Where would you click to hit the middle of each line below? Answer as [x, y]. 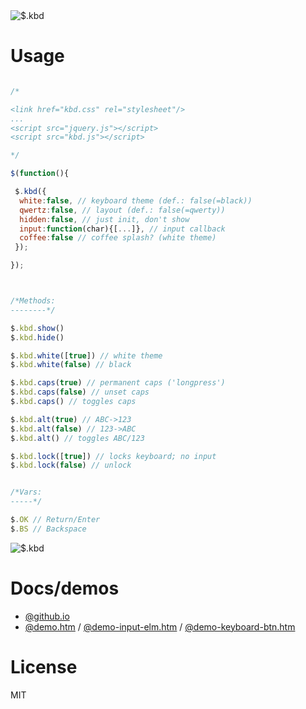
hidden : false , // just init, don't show [104, 219]
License [44, 666]
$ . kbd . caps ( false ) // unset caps [80, 392]
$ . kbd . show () [37, 328]
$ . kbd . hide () [37, 337]
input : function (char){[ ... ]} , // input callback [122, 229]
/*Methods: [33, 301]
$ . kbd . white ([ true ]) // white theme [86, 355]
